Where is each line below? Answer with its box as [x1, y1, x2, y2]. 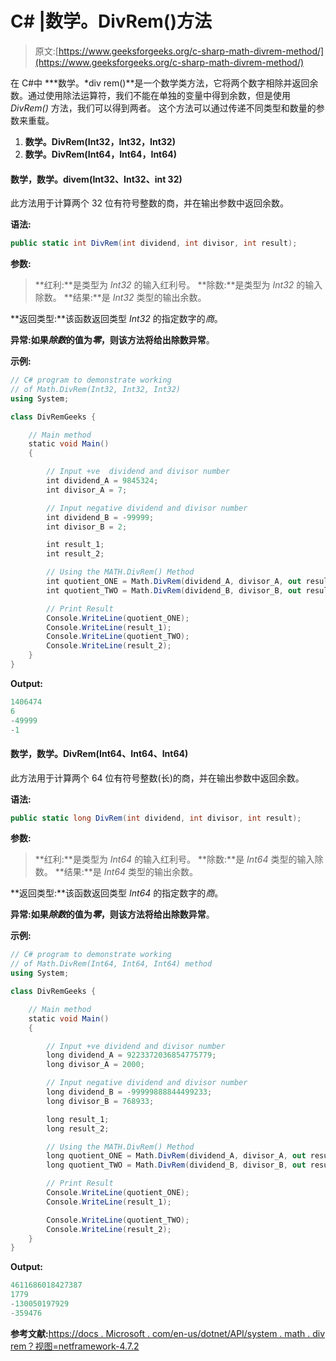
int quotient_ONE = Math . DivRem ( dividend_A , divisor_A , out [46, 577, 302, 587]
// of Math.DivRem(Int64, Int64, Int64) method [10, 959, 213, 969]
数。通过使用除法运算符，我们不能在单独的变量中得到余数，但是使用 [10, 89, 291, 101]
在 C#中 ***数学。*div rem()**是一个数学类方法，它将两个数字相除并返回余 [10, 77, 319, 89]
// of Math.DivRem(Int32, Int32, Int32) [10, 384, 182, 394]
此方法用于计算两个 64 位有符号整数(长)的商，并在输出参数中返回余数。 [10, 772, 305, 784]
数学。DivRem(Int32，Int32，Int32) [24, 135, 176, 147]
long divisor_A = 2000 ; [46, 1060, 145, 1070]
